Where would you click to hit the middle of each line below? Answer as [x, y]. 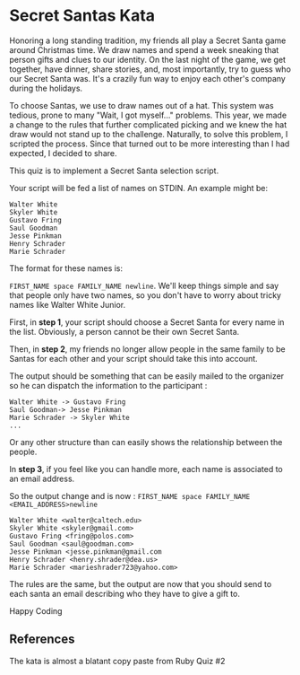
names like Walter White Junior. [68, 304]
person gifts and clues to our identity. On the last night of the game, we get [148, 59]
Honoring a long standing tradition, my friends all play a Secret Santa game [148, 40]
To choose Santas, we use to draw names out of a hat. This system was [142, 105]
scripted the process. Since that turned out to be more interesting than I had [150, 144]
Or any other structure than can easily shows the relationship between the [146, 442]
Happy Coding [36, 610]
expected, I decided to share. [63, 153]
